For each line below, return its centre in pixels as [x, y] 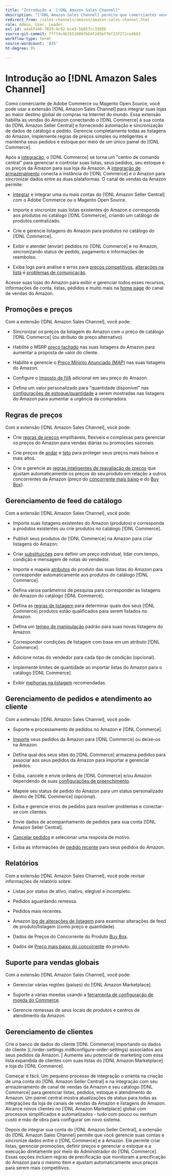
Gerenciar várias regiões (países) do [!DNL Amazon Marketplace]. [82, 985]
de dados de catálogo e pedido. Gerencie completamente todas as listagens [86, 131]
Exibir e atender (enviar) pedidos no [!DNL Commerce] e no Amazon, [85, 246]
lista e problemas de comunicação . [50, 272]
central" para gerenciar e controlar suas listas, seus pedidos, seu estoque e [85, 162]
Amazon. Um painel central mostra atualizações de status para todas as [81, 1098]
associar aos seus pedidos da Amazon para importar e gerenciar [81, 760]
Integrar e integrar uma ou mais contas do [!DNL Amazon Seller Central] [89, 194]
